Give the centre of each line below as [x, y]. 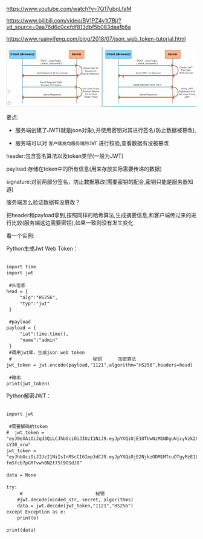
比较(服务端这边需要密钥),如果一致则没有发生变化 [72, 222]
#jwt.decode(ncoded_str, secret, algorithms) [76, 500]
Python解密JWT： [29, 395]
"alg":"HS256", [39, 297]
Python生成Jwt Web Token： [42, 248]
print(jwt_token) [28, 384]
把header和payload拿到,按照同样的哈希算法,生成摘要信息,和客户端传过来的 [99, 215]
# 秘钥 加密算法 [72, 359]
